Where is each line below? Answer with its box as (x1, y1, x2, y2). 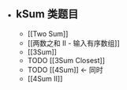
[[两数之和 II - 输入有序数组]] (27, 38, 120, 47)
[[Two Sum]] (27, 28, 69, 38)
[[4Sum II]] (27, 73, 63, 83)
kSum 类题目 (15, 7, 79, 21)
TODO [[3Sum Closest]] (27, 55, 105, 65)
